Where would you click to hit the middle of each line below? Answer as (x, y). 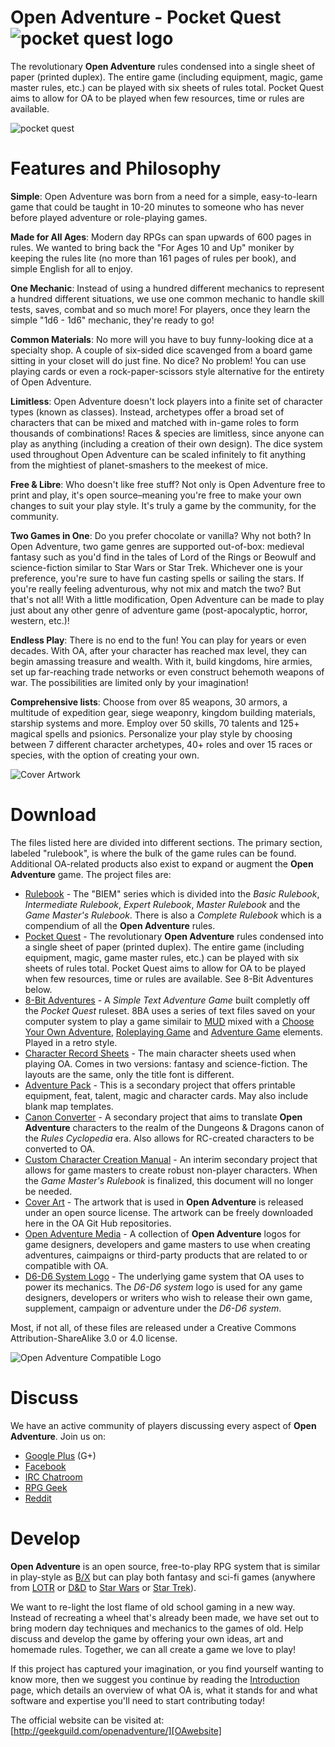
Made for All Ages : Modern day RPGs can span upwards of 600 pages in (161, 237)
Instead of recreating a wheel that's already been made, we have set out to (165, 1617)
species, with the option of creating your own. (105, 755)
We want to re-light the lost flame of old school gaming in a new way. (153, 1607)
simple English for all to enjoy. (71, 268)
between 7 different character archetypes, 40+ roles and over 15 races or (161, 744)
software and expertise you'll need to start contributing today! (138, 1700)
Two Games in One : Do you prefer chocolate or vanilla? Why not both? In (161, 535)
